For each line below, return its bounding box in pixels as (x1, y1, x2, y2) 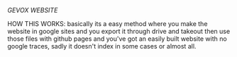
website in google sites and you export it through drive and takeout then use (7, 27, 231, 35)
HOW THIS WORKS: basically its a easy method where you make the (7, 20, 208, 27)
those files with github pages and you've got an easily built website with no (7, 34, 227, 43)
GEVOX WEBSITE (7, 6, 58, 14)
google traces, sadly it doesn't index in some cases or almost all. (7, 42, 197, 50)
